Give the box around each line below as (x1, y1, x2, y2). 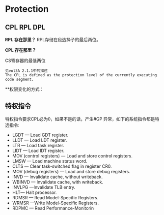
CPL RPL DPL (5, 23, 46, 31)
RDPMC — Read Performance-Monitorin (12, 205, 94, 211)
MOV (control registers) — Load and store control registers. (12, 153, 133, 158)
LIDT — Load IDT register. (12, 148, 65, 154)
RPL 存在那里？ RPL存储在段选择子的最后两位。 (5, 37, 101, 42)
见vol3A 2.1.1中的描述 (5, 68, 48, 73)
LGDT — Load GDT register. (12, 132, 69, 138)
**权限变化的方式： (5, 86, 44, 92)
